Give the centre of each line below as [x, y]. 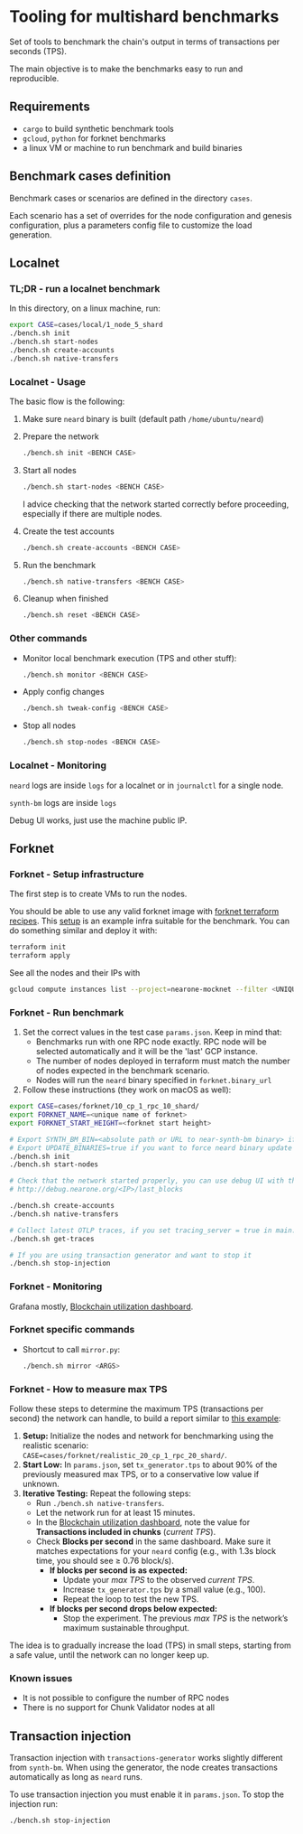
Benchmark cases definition [90, 177]
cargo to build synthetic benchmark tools [98, 128]
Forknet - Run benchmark [67, 1012]
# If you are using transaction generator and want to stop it [131, 1255]
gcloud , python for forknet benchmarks [94, 138]
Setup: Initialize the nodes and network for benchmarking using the [148, 1436]
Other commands [48, 639]
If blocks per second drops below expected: [133, 1609]
